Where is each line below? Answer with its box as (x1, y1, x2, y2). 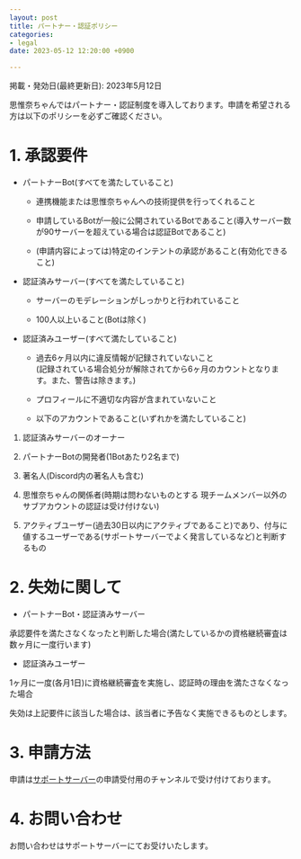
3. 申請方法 (9, 743, 92, 763)
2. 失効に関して (9, 577, 122, 598)
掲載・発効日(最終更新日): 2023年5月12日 (9, 80, 163, 91)
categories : (9, 30, 54, 39)
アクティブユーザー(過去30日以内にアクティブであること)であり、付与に (22, 520, 288, 531)
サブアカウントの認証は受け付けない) (22, 501, 160, 512)
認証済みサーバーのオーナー (22, 433, 126, 443)
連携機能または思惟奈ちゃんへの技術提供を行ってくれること (35, 196, 256, 207)
